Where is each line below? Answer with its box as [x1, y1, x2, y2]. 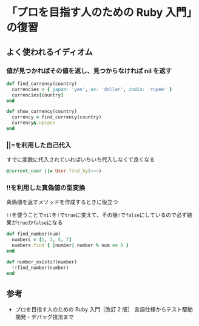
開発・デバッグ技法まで [15, 313, 74, 321]
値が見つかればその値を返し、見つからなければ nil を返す [6, 66, 172, 75]
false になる [33, 219, 63, 226]
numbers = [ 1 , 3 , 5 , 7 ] [12, 237, 72, 243]
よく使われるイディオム [6, 47, 93, 57]
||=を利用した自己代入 [6, 141, 72, 149]
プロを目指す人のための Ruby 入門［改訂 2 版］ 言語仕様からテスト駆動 [15, 306, 193, 313]
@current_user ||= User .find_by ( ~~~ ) [6, 168, 102, 174]
